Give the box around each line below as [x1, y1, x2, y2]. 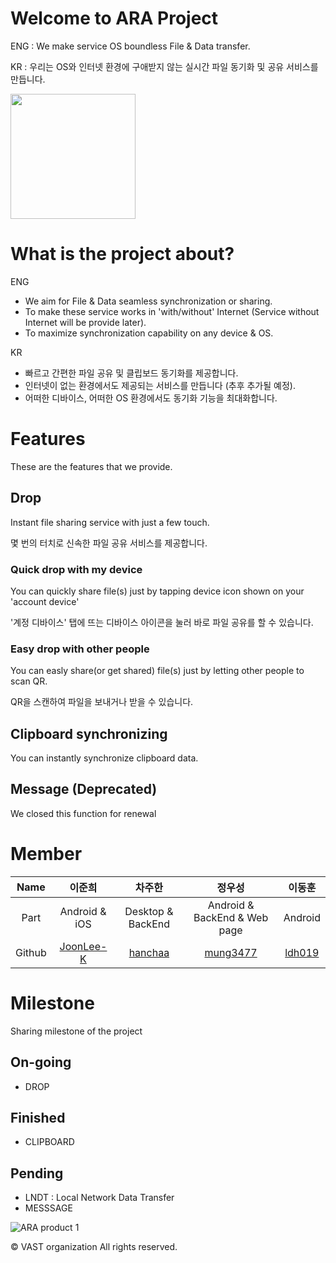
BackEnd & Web [193, 910, 269, 924]
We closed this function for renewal [10, 807, 157, 819]
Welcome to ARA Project [10, 7, 219, 30]
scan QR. [10, 675, 48, 687]
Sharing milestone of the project [10, 1025, 143, 1037]
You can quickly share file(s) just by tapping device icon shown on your [10, 585, 305, 597]
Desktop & [124, 904, 174, 918]
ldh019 [284, 945, 320, 959]
